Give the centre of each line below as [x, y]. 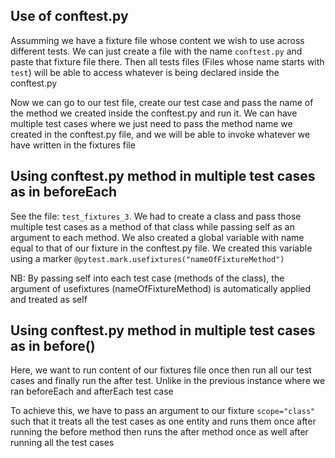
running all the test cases [62, 443]
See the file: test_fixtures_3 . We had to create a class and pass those [156, 216]
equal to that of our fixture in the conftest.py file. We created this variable [161, 248]
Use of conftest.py [69, 16]
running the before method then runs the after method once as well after [159, 432]
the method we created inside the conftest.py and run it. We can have [154, 113]
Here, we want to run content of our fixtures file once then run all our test [161, 370]
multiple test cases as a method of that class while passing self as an [152, 226]
